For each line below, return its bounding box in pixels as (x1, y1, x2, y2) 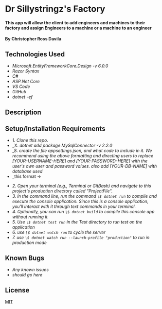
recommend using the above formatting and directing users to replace (12, 153, 154, 159)
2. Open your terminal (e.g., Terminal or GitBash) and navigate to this (12, 183, 152, 189)
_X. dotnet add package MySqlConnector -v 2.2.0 (12, 142, 113, 149)
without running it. (12, 214, 49, 220)
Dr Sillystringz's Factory (5, 3, 106, 15)
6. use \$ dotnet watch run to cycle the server (12, 229, 106, 235)
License (5, 286, 30, 294)
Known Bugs (5, 254, 45, 262)
